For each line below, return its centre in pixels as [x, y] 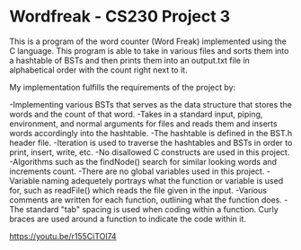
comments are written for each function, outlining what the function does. [146, 200]
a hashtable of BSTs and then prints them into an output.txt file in [129, 60]
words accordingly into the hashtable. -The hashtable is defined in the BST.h [151, 133]
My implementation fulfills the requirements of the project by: [123, 87]
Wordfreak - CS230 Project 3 [120, 17]
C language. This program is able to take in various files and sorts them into [149, 50]
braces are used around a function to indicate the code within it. [128, 219]
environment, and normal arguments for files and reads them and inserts [143, 124]
